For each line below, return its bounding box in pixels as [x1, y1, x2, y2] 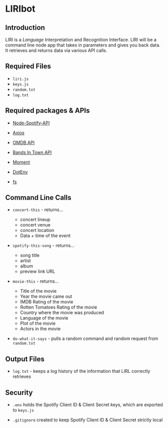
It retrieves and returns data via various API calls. [5, 48, 107, 53]
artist [20, 258, 31, 264]
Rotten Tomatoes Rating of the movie [20, 304, 97, 310]
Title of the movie [20, 288, 57, 294]
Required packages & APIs [5, 106, 90, 115]
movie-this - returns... [12, 278, 59, 284]
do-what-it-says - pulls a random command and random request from [12, 335, 158, 342]
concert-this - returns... [12, 207, 64, 213]
